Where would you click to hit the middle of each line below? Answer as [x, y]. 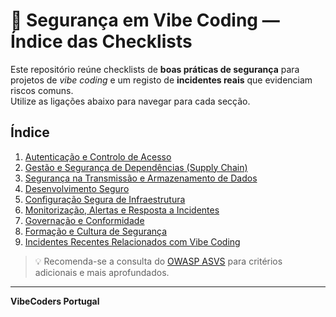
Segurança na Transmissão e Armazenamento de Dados [141, 178]
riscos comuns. [42, 90]
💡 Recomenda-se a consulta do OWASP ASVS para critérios [158, 261]
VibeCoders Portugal [55, 301]
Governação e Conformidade [84, 220]
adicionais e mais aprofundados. [102, 272]
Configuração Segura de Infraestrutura [105, 199]
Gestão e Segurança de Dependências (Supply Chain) [136, 167]
